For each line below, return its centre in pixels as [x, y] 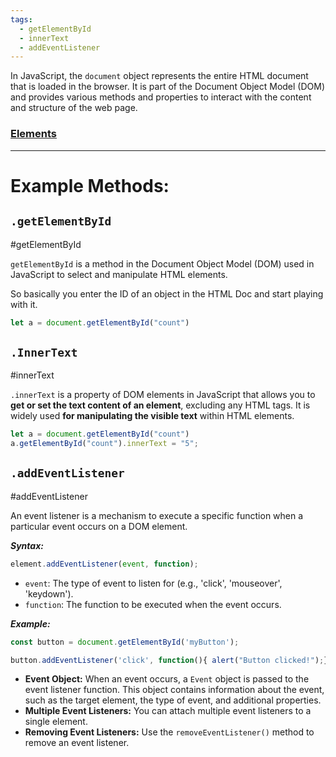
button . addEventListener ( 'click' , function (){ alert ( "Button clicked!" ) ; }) [171, 660]
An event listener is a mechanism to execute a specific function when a [157, 515]
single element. [56, 722]
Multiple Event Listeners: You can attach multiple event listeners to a [168, 711]
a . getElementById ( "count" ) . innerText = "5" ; [104, 444]
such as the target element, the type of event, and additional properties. [173, 700]
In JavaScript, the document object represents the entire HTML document [159, 76]
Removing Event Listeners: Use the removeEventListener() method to [169, 732]
